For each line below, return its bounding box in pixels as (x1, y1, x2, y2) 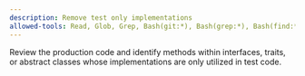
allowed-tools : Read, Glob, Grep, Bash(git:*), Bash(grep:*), (9, 22, 250, 31)
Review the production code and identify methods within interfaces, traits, (9, 46, 286, 57)
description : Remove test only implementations (9, 13, 193, 23)
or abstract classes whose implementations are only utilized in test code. (9, 56, 282, 67)
